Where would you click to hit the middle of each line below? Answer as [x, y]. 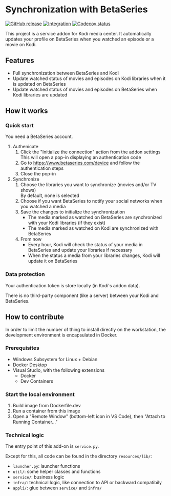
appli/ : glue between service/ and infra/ [57, 488]
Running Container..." [35, 422]
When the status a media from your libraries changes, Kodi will [94, 255]
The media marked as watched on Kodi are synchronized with [93, 228]
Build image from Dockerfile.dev [47, 406]
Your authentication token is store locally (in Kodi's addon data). [73, 285]
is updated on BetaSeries [39, 84]
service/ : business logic [38, 477]
